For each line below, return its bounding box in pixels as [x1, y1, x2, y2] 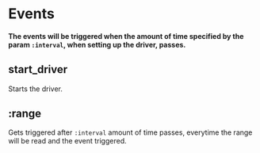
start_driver [8, 63, 68, 76]
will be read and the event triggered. [8, 136, 127, 146]
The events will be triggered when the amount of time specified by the [8, 31, 244, 40]
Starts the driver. [8, 84, 63, 94]
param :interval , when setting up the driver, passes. [8, 40, 186, 49]
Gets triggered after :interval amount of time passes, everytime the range [8, 128, 253, 137]
